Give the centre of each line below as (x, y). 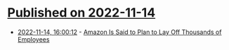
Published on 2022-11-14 (81, 13)
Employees (33, 39)
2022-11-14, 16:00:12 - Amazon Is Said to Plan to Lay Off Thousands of (119, 32)
